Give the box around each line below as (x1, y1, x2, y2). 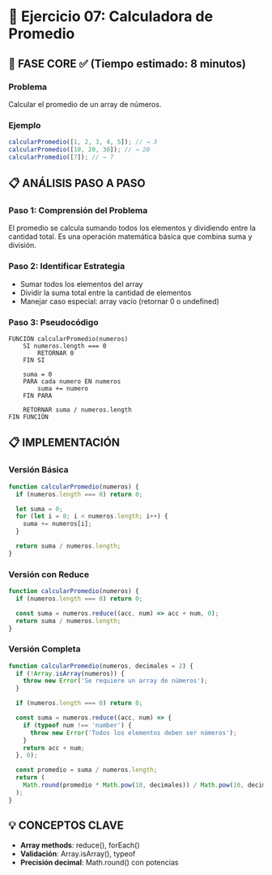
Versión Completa (8, 643, 81, 655)
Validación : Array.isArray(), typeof (19, 848, 136, 858)
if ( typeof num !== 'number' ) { (23, 721, 132, 729)
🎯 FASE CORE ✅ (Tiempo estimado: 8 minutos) (8, 57, 247, 70)
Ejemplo (8, 119, 41, 130)
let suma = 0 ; (15, 505, 63, 513)
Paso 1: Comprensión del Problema (8, 205, 148, 216)
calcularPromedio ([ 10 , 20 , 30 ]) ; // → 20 (8, 146, 151, 154)
